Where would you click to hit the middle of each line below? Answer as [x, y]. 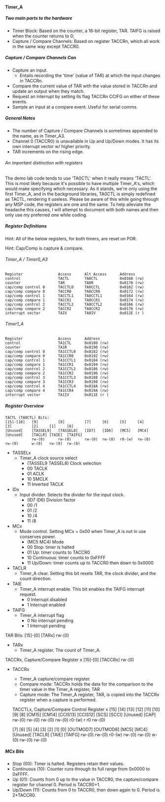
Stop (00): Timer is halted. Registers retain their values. [68, 764]
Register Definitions [26, 226]
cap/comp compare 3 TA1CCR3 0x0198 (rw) [57, 382]
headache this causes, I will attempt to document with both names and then [82, 209]
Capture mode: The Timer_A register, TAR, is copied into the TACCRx [89, 695]
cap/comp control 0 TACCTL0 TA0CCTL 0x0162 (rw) [75, 287]
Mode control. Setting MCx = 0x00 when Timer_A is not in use [83, 532]
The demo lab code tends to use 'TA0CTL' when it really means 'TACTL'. [78, 178]
